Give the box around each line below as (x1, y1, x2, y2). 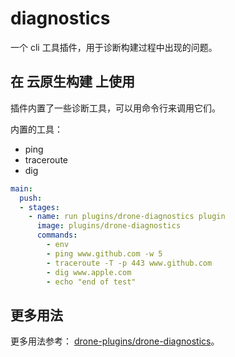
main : (10, 183, 33, 194)
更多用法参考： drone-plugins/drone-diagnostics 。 (10, 335, 220, 347)
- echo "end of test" (46, 277, 137, 287)
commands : (36, 230, 78, 241)
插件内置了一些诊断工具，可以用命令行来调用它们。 (10, 102, 221, 114)
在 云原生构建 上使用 (10, 73, 135, 91)
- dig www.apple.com (46, 267, 132, 277)
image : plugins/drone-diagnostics (36, 221, 182, 231)
